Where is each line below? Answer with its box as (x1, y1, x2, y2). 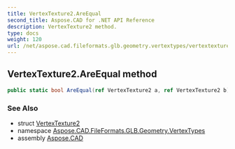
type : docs (7, 29, 39, 37)
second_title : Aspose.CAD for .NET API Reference (7, 17, 155, 24)
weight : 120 (7, 36, 42, 43)
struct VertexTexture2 (17, 119, 80, 127)
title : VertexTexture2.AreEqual (7, 10, 101, 17)
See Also (7, 103, 38, 113)
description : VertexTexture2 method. (7, 23, 117, 30)
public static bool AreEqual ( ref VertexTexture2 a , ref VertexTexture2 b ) (7, 86, 230, 94)
